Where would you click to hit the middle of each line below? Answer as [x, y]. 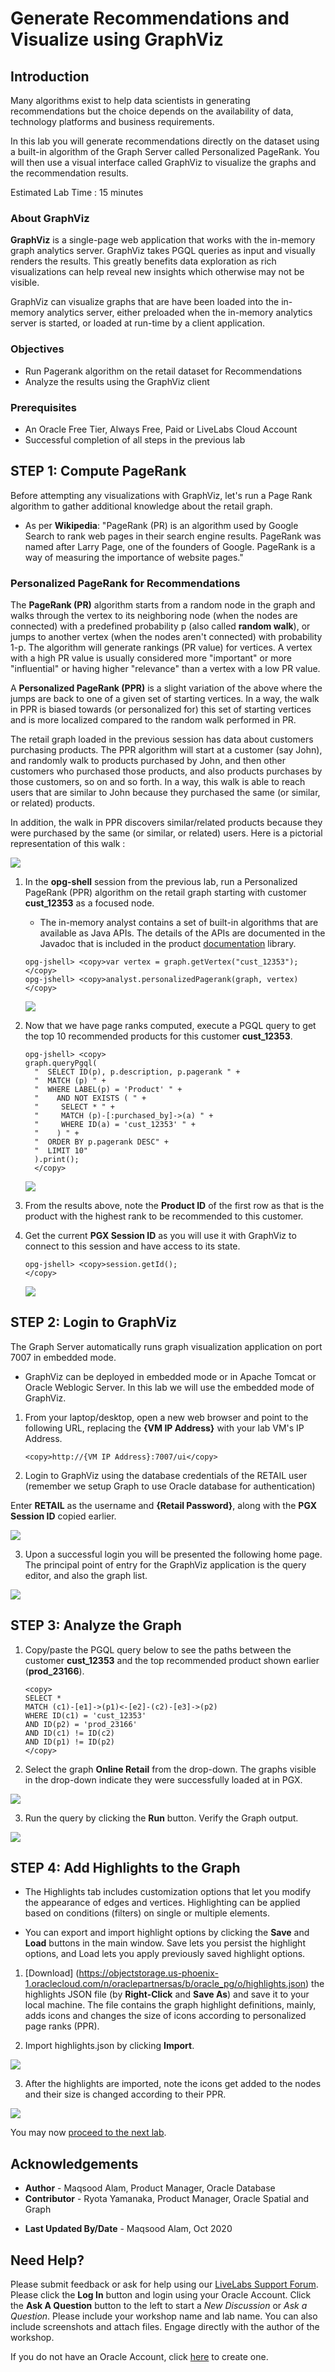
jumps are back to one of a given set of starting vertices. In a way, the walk [165, 698]
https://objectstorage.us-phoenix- [148, 1973]
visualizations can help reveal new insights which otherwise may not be [157, 272]
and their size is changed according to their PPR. [125, 2094]
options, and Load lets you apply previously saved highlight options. [165, 1954]
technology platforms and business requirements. [112, 121]
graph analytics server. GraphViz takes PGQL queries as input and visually [163, 251]
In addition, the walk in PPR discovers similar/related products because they [166, 822]
